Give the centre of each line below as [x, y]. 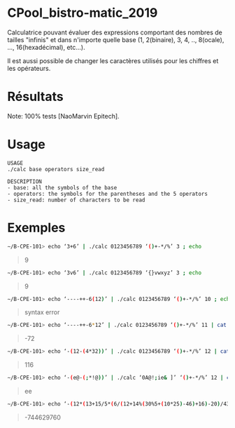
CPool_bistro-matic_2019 [83, 13]
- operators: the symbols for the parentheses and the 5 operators [108, 194]
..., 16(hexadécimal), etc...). [46, 47]
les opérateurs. [29, 68]
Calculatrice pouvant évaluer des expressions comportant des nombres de [115, 32]
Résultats [36, 97]
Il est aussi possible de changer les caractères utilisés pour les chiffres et [113, 60]
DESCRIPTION [24, 181]
